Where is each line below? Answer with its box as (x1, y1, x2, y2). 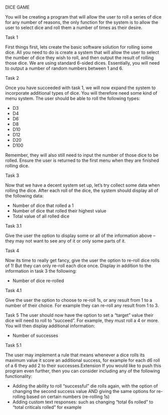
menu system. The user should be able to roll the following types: (5, 95, 140, 101)
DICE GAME (5, 5, 30, 10)
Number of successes (12, 333, 59, 338)
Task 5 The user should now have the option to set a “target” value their (5, 312, 154, 318)
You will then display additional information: (5, 323, 95, 329)
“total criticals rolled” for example (12, 404, 82, 410)
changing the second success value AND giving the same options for (12, 388, 155, 394)
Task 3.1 (5, 223, 22, 229)
